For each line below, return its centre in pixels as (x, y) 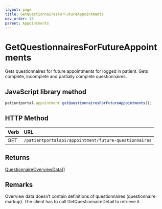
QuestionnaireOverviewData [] (35, 169)
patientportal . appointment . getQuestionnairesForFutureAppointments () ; (79, 103)
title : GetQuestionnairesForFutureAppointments (55, 14)
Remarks (19, 184)
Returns (18, 157)
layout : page (18, 10)
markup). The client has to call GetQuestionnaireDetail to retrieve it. (73, 202)
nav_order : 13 (20, 19)
